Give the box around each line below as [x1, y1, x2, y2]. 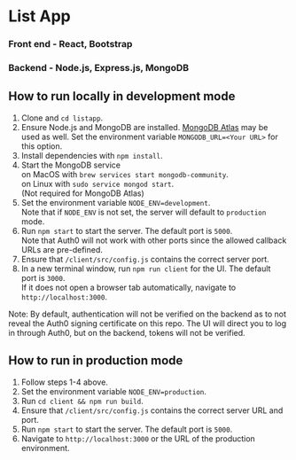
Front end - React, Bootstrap [8, 38, 133, 51]
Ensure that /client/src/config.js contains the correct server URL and [20, 405, 284, 416]
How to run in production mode [8, 353, 183, 369]
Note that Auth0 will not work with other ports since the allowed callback [20, 235, 287, 246]
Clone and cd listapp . [20, 113, 104, 123]
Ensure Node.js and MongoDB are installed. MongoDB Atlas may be [20, 121, 269, 132]
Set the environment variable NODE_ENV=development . [20, 197, 211, 207]
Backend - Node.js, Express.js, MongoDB [8, 62, 190, 74]
